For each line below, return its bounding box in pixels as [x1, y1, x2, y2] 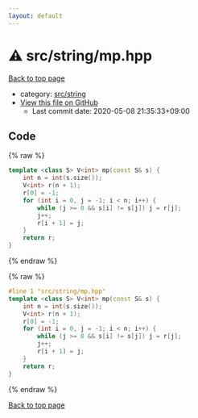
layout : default [8, 11, 63, 20]
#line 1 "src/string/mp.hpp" [8, 287, 106, 295]
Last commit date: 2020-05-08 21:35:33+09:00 [31, 106, 191, 115]
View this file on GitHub [19, 98, 99, 107]
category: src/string [19, 89, 86, 98]
